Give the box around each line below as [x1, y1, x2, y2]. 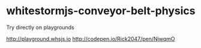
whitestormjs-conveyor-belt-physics [6, 4, 196, 18]
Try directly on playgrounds [6, 24, 74, 31]
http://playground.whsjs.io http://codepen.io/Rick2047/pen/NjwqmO [6, 35, 175, 42]
